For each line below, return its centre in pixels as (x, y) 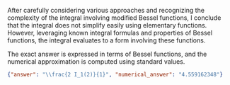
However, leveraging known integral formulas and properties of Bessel (110, 33)
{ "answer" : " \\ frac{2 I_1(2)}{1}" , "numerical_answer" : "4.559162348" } (115, 74)
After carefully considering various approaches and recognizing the (106, 10)
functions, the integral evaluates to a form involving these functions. (107, 40)
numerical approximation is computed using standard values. (96, 62)
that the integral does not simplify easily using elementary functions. (107, 25)
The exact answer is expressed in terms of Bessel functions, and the (107, 54)
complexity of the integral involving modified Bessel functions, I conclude (114, 18)
